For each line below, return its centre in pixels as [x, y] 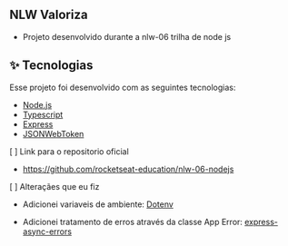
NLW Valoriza [49, 15]
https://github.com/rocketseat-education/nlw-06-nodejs [128, 169]
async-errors [47, 231]
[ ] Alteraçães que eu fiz [55, 186]
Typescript [43, 114]
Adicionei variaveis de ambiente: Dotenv [98, 204]
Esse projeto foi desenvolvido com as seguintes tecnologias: [123, 87]
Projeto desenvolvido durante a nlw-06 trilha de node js [127, 36]
